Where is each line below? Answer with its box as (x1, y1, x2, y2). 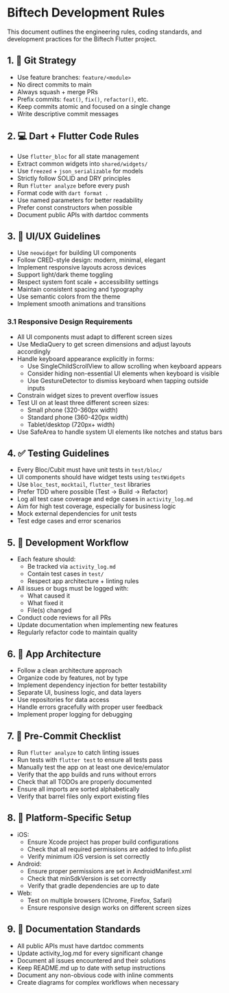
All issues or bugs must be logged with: (16, 585, 129, 593)
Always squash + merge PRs (16, 87, 98, 96)
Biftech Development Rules (7, 5, 165, 21)
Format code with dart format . (16, 188, 108, 197)
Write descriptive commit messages (16, 109, 119, 118)
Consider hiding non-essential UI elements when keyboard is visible (27, 369, 219, 378)
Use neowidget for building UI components (16, 249, 137, 257)
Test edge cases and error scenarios (16, 517, 121, 525)
